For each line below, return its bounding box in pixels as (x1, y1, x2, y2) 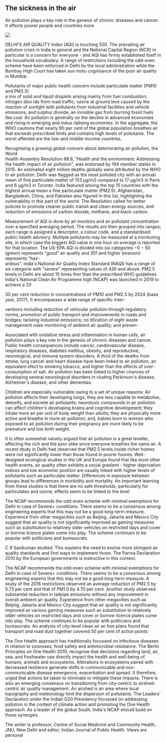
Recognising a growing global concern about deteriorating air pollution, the (5, 145, 159, 151)
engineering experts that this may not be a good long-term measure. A (5, 575, 150, 581)
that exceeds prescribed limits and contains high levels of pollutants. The (5, 130, 155, 136)
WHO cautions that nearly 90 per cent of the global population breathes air (5, 125, 158, 131)
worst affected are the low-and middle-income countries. (5, 135, 122, 141)
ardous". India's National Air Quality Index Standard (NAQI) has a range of (5, 261, 156, 267)
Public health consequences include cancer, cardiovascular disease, (5, 342, 145, 348)
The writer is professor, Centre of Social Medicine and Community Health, (5, 721, 156, 728)
